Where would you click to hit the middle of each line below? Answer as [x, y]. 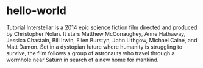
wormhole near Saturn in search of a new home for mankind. [83, 59]
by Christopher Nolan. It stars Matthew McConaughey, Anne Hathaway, [96, 33]
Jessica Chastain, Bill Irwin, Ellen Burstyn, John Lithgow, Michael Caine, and [102, 40]
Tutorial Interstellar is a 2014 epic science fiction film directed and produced [102, 27]
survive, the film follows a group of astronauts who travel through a [91, 53]
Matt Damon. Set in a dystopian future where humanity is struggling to [94, 47]
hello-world [37, 11]
